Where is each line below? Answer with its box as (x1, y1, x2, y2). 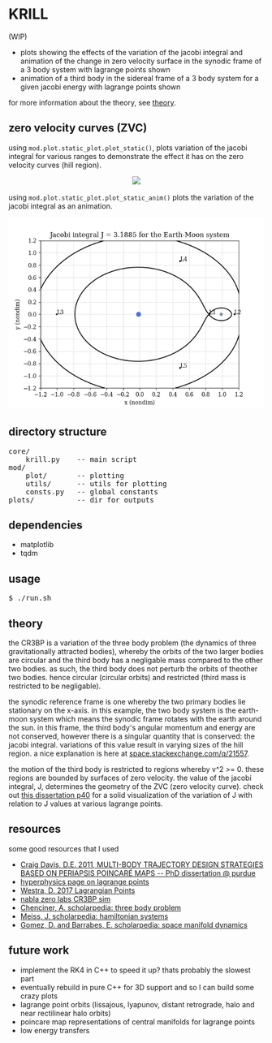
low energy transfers (19, 1025, 90, 1035)
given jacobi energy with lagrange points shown (19, 82, 181, 92)
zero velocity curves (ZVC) (8, 121, 148, 135)
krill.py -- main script (25, 455, 137, 463)
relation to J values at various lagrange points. (8, 799, 163, 808)
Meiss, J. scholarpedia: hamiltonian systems (19, 911, 169, 921)
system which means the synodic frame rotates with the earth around (29, 714, 262, 723)
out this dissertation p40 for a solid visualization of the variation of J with (8, 791, 253, 799)
